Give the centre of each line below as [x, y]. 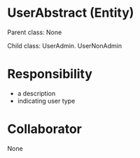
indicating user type [46, 101]
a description [36, 93]
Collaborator [44, 129]
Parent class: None [35, 32]
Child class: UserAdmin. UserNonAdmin [65, 45]
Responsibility [50, 74]
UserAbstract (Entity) [71, 13]
